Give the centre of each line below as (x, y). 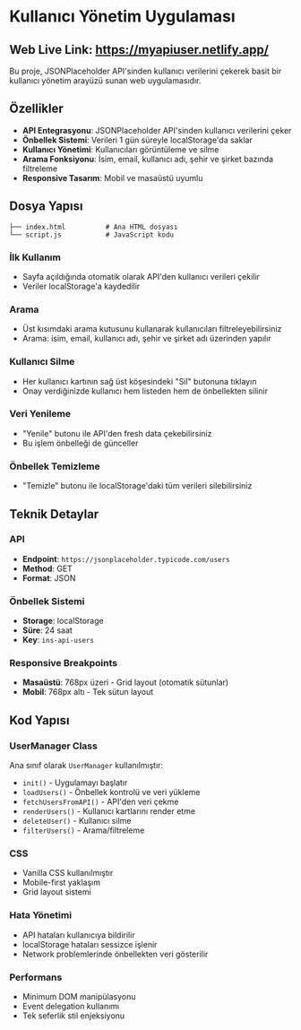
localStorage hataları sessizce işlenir (90, 944)
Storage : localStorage (63, 621)
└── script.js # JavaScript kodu (92, 235)
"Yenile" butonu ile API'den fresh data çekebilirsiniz (117, 433)
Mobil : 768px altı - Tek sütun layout (88, 692)
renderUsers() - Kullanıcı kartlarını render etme (108, 811)
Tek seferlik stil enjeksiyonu (73, 1016)
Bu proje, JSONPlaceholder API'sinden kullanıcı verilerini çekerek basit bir (146, 71)
